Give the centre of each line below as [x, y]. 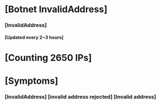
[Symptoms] [31, 81]
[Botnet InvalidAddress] [56, 9]
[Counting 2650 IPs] [48, 58]
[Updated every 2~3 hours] [34, 37]
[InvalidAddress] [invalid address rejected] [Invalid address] [80, 97]
